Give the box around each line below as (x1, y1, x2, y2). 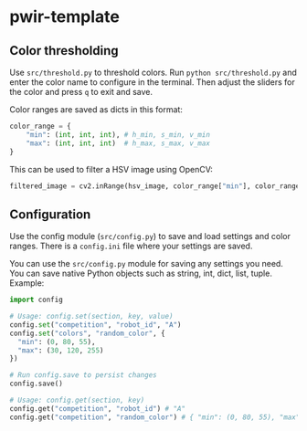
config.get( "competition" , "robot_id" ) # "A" (9, 404, 185, 413)
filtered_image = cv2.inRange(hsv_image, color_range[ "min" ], (9, 181, 251, 191)
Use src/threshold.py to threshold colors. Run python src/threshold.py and (9, 67, 297, 78)
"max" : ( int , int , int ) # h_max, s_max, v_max (26, 139, 210, 148)
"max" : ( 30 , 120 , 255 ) (17, 345, 104, 355)
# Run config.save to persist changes (9, 371, 157, 380)
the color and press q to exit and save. (9, 87, 153, 97)
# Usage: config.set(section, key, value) (9, 312, 174, 321)
